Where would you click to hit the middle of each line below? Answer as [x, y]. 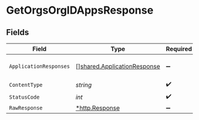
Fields [18, 32]
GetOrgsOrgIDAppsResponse [80, 10]
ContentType [26, 85]
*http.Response [98, 108]
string [84, 85]
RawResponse [26, 108]
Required [179, 49]
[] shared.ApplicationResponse [118, 66]
